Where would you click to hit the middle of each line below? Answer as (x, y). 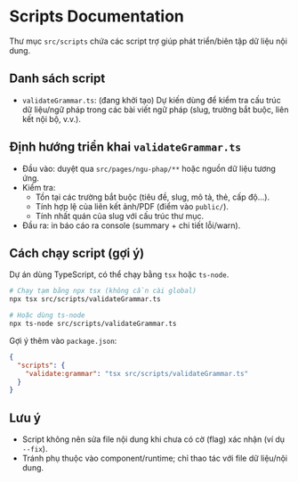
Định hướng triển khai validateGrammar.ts (125, 147)
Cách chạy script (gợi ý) (77, 253)
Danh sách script (57, 79)
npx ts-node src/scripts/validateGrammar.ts (93, 323)
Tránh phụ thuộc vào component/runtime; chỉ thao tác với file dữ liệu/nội (154, 458)
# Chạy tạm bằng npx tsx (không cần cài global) (103, 291)
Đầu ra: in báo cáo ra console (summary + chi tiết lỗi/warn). (131, 225)
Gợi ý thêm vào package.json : (63, 340)
